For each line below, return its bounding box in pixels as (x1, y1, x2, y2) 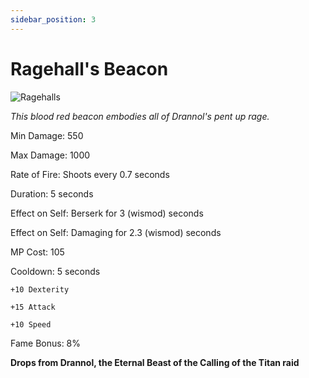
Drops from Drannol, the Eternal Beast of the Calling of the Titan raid (10, 356, 300, 368)
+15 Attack (10, 302, 56, 312)
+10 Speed (10, 319, 52, 330)
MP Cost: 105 (10, 246, 65, 258)
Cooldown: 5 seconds (10, 265, 101, 277)
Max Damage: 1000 (10, 149, 91, 161)
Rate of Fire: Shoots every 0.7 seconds (10, 168, 170, 180)
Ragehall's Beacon (10, 57, 169, 80)
